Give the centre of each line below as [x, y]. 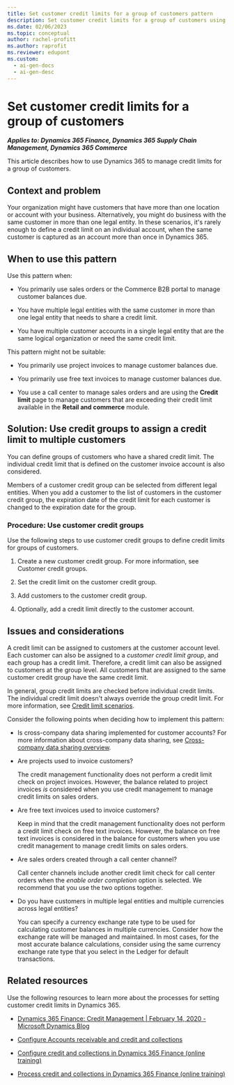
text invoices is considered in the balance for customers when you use [119, 838]
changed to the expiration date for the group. [72, 507]
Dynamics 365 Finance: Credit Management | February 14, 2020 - [112, 1018]
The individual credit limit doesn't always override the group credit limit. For [116, 698]
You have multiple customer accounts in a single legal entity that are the [120, 331]
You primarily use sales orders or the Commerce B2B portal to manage [119, 289]
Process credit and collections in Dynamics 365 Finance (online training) [121, 1074]
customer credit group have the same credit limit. [78, 677]
